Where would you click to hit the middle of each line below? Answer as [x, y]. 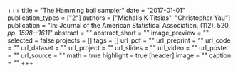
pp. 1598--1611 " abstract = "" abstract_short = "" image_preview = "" [108, 33]
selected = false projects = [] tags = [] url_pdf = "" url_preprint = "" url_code [119, 40]
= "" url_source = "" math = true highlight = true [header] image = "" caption [119, 55]
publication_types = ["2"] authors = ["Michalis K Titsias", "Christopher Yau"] [119, 18]
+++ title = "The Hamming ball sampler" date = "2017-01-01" [96, 10]
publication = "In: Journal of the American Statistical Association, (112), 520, [119, 25]
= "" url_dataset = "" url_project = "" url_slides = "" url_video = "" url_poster [118, 48]
